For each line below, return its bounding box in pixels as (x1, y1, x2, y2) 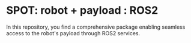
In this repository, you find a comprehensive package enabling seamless (6, 23, 186, 30)
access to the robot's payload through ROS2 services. (6, 29, 140, 36)
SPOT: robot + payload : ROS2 (6, 4, 159, 17)
